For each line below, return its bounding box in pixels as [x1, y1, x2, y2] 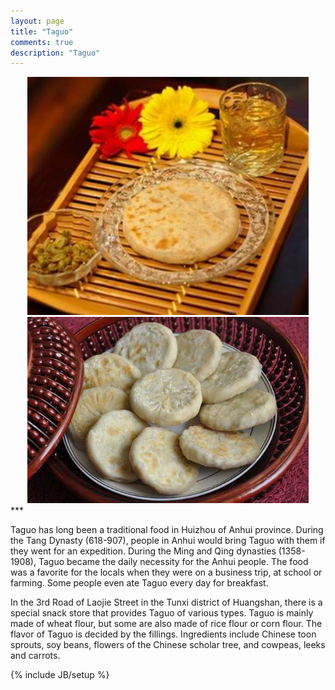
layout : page [10, 16, 65, 26]
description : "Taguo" [10, 48, 101, 58]
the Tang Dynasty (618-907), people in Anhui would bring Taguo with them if [10, 535, 326, 546]
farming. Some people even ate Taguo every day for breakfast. [10, 577, 269, 589]
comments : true [10, 37, 74, 47]
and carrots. [10, 650, 61, 661]
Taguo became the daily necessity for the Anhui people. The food [38, 556, 309, 567]
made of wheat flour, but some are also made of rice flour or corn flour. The [10, 618, 323, 629]
